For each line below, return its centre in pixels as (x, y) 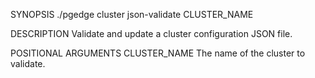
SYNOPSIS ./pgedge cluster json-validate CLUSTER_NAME (132, 14)
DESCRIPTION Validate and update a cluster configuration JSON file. (151, 33)
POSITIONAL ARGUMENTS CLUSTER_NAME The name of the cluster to (158, 53)
